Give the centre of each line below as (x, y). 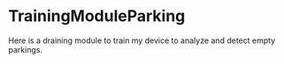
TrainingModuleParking (97, 16)
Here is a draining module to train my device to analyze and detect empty (142, 40)
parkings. (26, 49)
